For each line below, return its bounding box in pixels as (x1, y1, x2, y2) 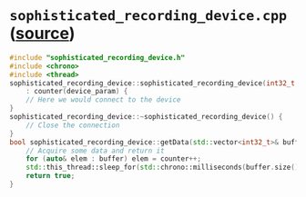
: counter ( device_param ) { (25, 87, 128, 96)
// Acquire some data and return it (25, 146, 166, 155)
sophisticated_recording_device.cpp (9, 7, 288, 25)
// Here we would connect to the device (25, 95, 181, 104)
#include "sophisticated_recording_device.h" (9, 53, 185, 62)
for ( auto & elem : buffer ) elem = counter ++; (25, 154, 202, 163)
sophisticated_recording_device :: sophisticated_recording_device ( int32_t (9, 78, 296, 88)
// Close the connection (25, 121, 120, 130)
